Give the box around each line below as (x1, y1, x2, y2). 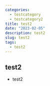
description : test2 (5, 30, 46, 35)
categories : (5, 7, 30, 12)
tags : (5, 40, 16, 45)
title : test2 (5, 21, 32, 26)
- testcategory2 (9, 16, 43, 21)
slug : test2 (5, 35, 30, 40)
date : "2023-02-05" (5, 26, 46, 31)
